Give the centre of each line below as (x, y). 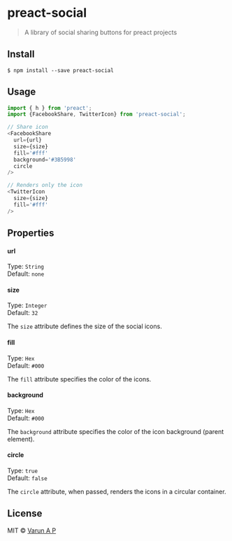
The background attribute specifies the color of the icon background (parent (116, 431)
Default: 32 (23, 313)
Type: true (23, 471)
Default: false (27, 478)
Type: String (26, 267)
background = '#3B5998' (45, 160)
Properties (31, 233)
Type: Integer (27, 305)
